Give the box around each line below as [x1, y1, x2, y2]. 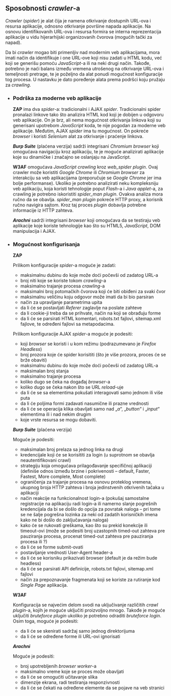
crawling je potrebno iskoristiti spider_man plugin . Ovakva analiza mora [12, 191, 163, 197]
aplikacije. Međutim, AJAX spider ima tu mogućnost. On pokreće [12, 128, 149, 134]
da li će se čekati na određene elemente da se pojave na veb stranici [20, 685, 165, 691]
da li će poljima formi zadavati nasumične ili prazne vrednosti [20, 400, 149, 406]
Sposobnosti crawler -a [5, 4, 80, 13]
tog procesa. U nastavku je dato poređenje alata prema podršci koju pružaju [5, 76, 165, 82]
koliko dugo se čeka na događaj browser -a [20, 379, 111, 385]
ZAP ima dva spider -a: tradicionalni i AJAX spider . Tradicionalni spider [12, 106, 161, 112]
